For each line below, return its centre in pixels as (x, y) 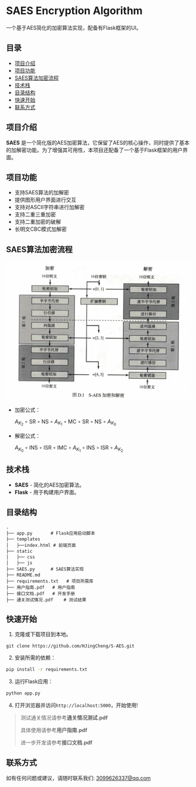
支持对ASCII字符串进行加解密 (49, 207)
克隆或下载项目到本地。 (43, 634)
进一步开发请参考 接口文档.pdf (56, 742)
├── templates (23, 539)
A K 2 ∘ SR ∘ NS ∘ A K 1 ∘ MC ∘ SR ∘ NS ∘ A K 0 (65, 422)
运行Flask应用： (34, 682)
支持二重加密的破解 (38, 222)
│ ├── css (20, 557)
